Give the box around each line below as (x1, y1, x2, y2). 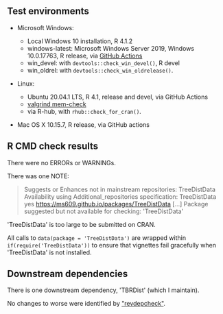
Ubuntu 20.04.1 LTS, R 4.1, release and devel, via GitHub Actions (27, 93, 208, 101)
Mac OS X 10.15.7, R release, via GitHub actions (16, 120, 150, 129)
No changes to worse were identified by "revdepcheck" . (7, 300, 166, 308)
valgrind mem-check (27, 99, 87, 108)
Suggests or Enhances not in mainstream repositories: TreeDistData (23, 185, 216, 193)
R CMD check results (7, 141, 99, 152)
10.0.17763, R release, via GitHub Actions (27, 51, 143, 60)
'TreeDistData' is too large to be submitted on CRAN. (7, 220, 156, 228)
